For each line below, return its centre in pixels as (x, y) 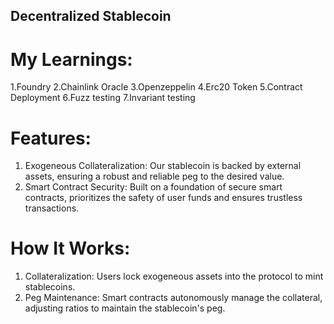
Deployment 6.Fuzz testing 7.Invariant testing (103, 98)
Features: (51, 138)
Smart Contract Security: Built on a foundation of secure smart (153, 187)
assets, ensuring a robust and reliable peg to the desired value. (154, 176)
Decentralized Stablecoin (91, 16)
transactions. (52, 208)
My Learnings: (71, 59)
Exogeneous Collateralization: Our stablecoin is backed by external (163, 166)
